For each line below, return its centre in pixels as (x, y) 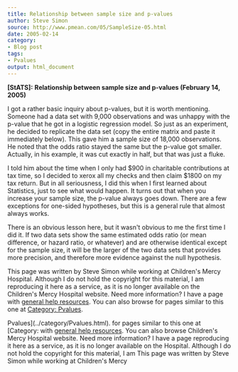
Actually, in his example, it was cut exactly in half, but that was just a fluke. (116, 154)
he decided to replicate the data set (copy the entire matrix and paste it (111, 131)
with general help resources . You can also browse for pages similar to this (115, 301)
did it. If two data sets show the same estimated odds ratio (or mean (107, 234)
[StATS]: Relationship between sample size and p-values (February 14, (114, 87)
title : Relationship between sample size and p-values (90, 14)
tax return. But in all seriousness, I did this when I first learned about (107, 183)
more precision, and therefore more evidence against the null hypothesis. (114, 257)
